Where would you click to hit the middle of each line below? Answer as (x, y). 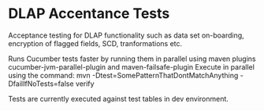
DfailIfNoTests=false (41, 84)
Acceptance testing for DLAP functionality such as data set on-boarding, (126, 35)
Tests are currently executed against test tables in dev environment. (118, 98)
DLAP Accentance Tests (89, 14)
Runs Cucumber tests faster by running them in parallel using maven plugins (132, 59)
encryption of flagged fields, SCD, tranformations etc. (95, 43)
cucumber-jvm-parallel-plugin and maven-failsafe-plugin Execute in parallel (131, 66)
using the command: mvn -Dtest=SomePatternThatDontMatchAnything (123, 75)
